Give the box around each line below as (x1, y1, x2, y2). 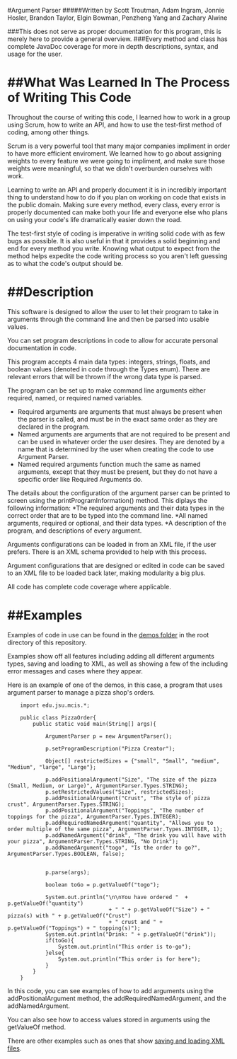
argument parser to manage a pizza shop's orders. (7, 688, 156, 696)
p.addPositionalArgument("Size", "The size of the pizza (45, 776, 217, 783)
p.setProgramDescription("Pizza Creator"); (45, 745, 175, 752)
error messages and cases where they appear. (7, 666, 144, 675)
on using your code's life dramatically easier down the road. (7, 215, 183, 224)
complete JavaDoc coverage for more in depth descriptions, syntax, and (7, 42, 219, 50)
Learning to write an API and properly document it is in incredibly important (7, 185, 226, 194)
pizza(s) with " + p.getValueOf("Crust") (7, 912, 132, 919)
